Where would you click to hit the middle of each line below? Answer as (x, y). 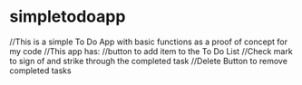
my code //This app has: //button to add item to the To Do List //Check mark (151, 51)
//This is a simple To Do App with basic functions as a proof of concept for (149, 42)
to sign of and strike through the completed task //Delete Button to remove (149, 61)
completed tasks (40, 71)
